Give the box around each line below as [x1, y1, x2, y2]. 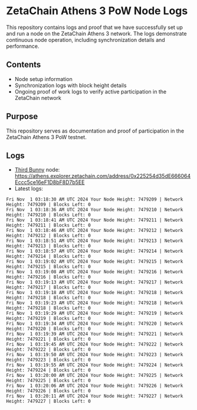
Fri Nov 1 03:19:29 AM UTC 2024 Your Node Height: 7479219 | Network [6, 311, 183, 317]
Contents [6, 60, 41, 70]
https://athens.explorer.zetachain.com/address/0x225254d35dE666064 [14, 173, 191, 180]
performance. [6, 43, 40, 50]
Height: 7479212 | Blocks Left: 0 [6, 233, 91, 239]
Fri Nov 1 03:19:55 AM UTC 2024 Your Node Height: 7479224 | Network [6, 362, 183, 368]
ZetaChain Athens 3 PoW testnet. [6, 133, 87, 140]
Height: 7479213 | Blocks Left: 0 [6, 243, 91, 249]
